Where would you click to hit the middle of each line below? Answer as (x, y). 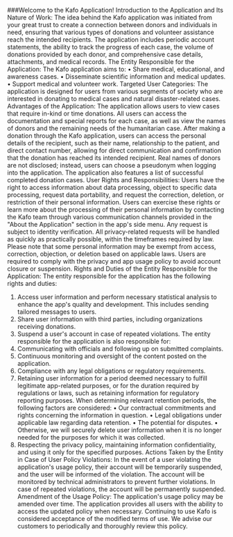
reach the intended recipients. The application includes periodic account (111, 40)
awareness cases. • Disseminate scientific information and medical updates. (116, 77)
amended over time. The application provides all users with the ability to (120, 504)
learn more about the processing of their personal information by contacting (116, 209)
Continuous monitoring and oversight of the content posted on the (112, 356)
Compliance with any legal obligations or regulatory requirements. (111, 371)
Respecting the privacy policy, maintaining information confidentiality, (117, 445)
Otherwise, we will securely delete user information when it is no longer (119, 430)
